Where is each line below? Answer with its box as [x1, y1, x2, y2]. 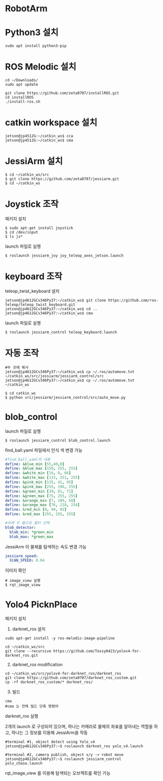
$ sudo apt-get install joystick [5, 225, 73, 231]
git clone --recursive [5, 649, 51, 654]
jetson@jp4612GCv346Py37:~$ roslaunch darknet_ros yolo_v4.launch [5, 744, 143, 749]
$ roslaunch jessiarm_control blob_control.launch [5, 438, 111, 443]
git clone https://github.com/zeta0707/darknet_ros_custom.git [5, 676, 137, 680]
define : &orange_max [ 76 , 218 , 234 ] [5, 502, 80, 508]
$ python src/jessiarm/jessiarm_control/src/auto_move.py [5, 395, 126, 400]
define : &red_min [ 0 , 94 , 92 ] [5, 507, 67, 512]
